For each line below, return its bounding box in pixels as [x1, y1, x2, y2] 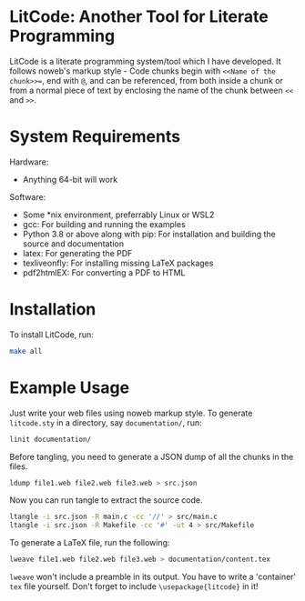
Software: [9, 191, 46, 202]
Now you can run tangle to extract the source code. [9, 495, 203, 506]
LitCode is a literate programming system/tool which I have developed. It [9, 55, 281, 66]
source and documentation [22, 238, 125, 249]
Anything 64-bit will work [22, 174, 118, 185]
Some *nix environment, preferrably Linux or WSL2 [22, 209, 215, 220]
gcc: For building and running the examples [22, 218, 187, 229]
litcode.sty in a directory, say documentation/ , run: [9, 416, 202, 428]
